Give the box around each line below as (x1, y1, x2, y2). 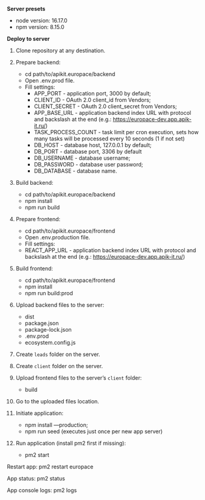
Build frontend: (15, 265, 54, 272)
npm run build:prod (24, 290, 74, 296)
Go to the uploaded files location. (15, 398, 100, 405)
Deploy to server (7, 35, 50, 42)
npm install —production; (24, 422, 88, 428)
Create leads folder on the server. (15, 351, 100, 358)
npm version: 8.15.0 (15, 24, 64, 30)
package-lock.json (24, 326, 72, 333)
